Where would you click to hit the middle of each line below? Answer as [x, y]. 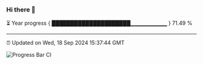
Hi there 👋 [21, 10]
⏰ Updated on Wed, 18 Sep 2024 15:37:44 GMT [66, 43]
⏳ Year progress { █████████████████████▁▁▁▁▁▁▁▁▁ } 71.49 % [99, 23]
